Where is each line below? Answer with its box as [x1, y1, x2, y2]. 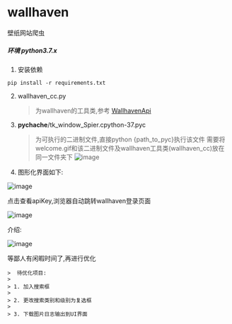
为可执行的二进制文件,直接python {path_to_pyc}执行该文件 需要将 [35, 135, 226, 144]
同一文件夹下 [35, 153, 73, 161]
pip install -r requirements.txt [7, 79, 106, 86]
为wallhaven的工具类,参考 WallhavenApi [35, 106, 151, 115]
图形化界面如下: [17, 168, 64, 176]
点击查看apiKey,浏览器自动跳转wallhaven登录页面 [7, 196, 151, 205]
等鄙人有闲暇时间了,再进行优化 [7, 254, 97, 262]
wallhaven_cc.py [17, 91, 66, 100]
